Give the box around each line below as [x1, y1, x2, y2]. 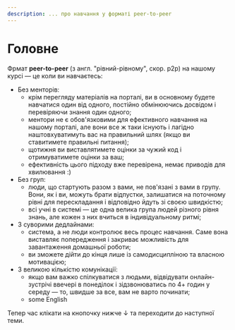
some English [28, 295, 68, 303]
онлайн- [189, 272, 215, 281]
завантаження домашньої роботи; [28, 243, 131, 251]
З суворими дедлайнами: [17, 220, 95, 228]
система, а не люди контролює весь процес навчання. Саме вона [28, 227, 228, 236]
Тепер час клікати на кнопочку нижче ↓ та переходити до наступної [7, 308, 215, 317]
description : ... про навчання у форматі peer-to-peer [7, 10, 172, 18]
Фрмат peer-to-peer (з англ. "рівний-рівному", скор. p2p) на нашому [7, 64, 215, 73]
